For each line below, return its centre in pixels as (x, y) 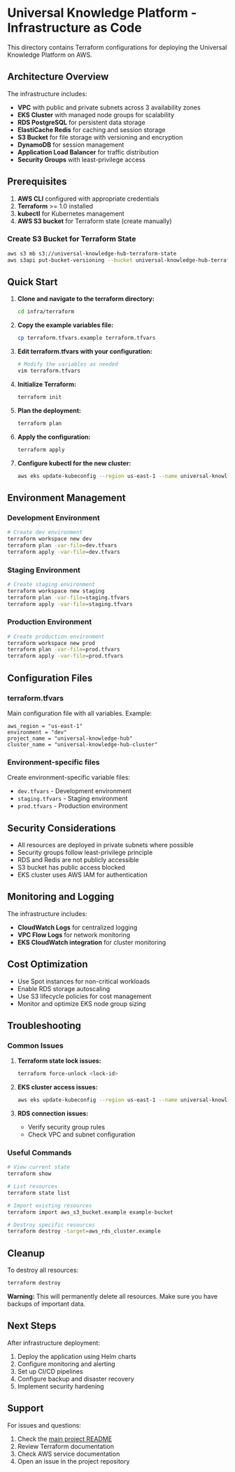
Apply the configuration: (54, 437)
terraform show (29, 1174)
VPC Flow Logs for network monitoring (74, 934)
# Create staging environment (51, 584)
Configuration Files (50, 678)
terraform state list (39, 1193)
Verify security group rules (66, 1127)
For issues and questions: (44, 1425)
